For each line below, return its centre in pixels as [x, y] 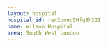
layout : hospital [32, 13]
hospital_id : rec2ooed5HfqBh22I [54, 20]
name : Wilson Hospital [40, 26]
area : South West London [43, 33]
